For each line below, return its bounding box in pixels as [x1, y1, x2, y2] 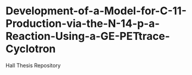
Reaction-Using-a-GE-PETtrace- [5, 30, 171, 43]
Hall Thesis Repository [5, 61, 61, 69]
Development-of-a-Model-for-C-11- [5, 4, 187, 18]
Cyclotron [5, 42, 56, 56]
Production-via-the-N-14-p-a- [5, 17, 160, 30]
